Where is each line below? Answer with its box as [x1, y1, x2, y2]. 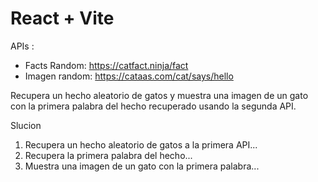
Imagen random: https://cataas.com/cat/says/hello [24, 70, 234, 82]
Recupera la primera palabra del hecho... [24, 149, 193, 161]
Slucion [10, 119, 42, 131]
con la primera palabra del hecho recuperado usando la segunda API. [10, 100, 297, 112]
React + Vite [10, 7, 115, 30]
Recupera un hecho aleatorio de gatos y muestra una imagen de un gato [10, 89, 309, 101]
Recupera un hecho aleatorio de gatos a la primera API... [24, 138, 258, 151]
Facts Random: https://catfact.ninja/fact [24, 59, 189, 71]
